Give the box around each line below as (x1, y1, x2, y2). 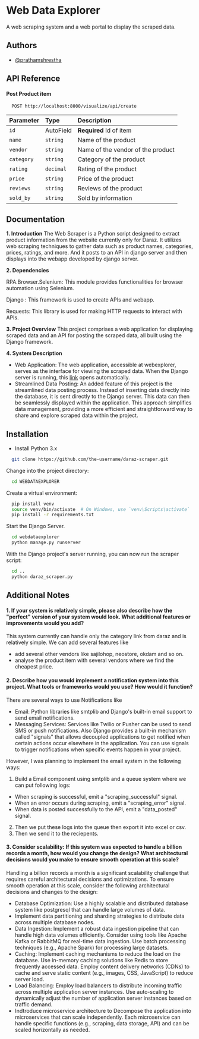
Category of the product (77, 155, 146, 164)
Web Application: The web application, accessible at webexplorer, (14, 361, 176, 369)
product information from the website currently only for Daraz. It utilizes (6, 236, 182, 244)
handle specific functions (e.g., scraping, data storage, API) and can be (14, 1019, 189, 1027)
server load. (14, 975, 45, 983)
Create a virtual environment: (6, 489, 78, 497)
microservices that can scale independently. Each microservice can (14, 1013, 181, 1021)
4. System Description (6, 350, 62, 357)
